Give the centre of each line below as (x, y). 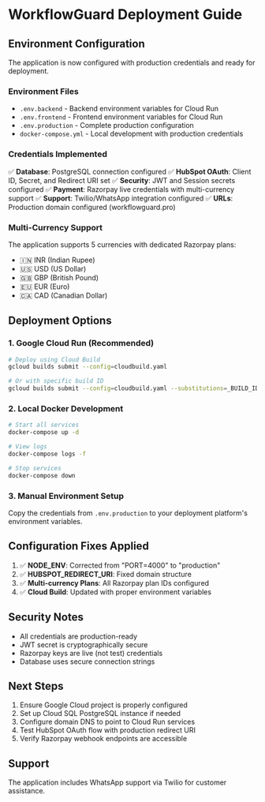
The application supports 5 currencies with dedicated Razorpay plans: (122, 244)
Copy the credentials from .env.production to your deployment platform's (128, 513)
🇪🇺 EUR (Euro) (45, 287)
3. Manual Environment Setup (66, 496)
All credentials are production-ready (78, 636)
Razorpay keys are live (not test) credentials (91, 653)
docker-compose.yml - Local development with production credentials (131, 134)
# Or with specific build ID (56, 381)
